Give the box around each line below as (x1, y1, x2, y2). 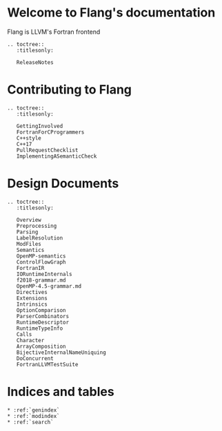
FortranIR (16, 264, 45, 271)
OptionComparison (16, 306, 67, 314)
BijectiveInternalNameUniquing (16, 349, 107, 356)
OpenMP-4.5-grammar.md (16, 282, 81, 290)
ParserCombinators (16, 313, 70, 319)
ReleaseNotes (16, 59, 54, 66)
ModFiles (16, 240, 41, 247)
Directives (16, 288, 48, 295)
